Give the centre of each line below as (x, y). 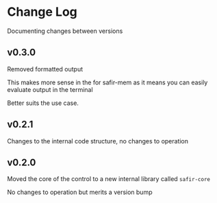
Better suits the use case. (43, 103)
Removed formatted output (45, 69)
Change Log (42, 12)
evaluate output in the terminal (50, 89)
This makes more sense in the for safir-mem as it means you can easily (107, 82)
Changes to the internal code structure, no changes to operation (98, 141)
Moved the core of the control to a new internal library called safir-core (109, 179)
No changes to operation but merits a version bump (80, 192)
